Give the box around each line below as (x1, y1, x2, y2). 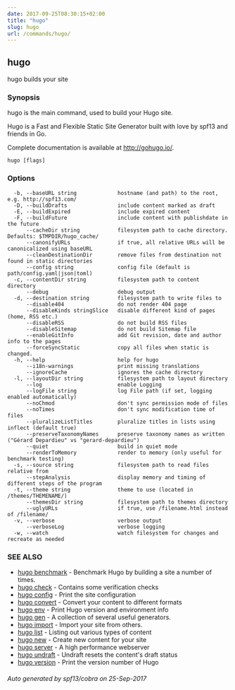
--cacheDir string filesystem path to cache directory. (25, 227, 229, 234)
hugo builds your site (7, 75, 68, 83)
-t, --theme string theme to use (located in (13, 486, 193, 493)
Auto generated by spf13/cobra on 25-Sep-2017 (7, 674, 147, 682)
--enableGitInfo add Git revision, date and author (25, 331, 222, 339)
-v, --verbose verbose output (13, 517, 162, 524)
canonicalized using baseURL (7, 245, 93, 252)
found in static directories (7, 257, 93, 265)
